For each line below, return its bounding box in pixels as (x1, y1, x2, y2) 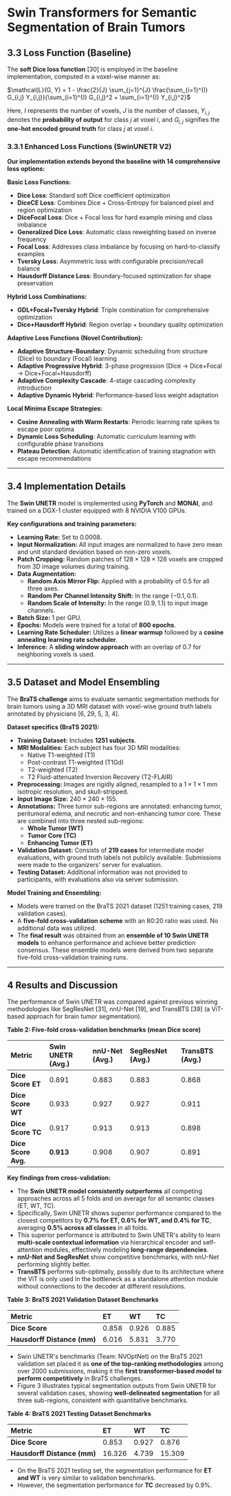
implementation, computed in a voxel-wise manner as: (7, 72, 161, 81)
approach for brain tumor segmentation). (26, 1012, 142, 1021)
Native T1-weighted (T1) (27, 751, 96, 759)
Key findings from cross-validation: (7, 1174, 111, 1182)
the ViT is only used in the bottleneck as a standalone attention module (16, 1275, 219, 1283)
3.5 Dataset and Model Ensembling (7, 676, 160, 688)
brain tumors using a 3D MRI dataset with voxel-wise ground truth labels (7, 702, 212, 710)
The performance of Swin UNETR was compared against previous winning (7, 997, 218, 1006)
